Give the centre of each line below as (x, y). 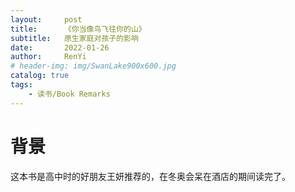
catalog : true (40, 76)
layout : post (46, 19)
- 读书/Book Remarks (69, 94)
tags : (21, 85)
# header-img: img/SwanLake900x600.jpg (93, 66)
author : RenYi (48, 57)
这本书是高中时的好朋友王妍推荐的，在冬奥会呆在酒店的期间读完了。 (150, 176)
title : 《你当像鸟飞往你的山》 (78, 29)
